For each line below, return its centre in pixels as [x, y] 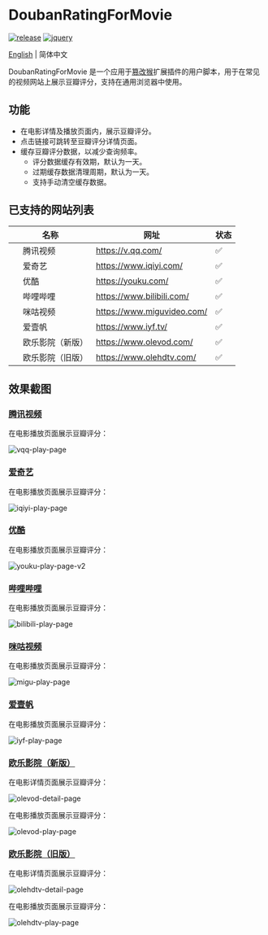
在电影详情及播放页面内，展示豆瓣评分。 [88, 131]
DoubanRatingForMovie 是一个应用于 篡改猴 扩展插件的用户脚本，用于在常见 [134, 72]
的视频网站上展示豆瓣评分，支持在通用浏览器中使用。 [97, 81]
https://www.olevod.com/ [145, 342]
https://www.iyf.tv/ [132, 326]
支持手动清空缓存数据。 [71, 181]
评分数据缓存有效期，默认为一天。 [89, 161]
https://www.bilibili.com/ [143, 296]
